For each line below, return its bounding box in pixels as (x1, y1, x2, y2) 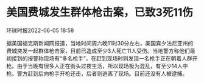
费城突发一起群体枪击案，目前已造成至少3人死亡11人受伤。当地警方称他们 (6, 47, 191, 55)
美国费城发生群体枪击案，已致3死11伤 (6, 5, 194, 19)
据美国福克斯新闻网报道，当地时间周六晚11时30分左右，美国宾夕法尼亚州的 (6, 39, 194, 47)
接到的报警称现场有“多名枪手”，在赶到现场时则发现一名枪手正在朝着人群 (11, 55, 193, 62)
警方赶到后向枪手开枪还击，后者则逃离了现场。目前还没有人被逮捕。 (16, 70, 188, 77)
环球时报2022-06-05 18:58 (6, 27, 74, 34)
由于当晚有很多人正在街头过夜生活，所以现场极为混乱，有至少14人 (16, 62, 183, 70)
